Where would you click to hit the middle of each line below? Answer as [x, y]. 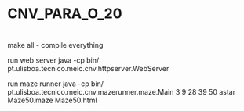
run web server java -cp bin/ [53, 60]
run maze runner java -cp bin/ [55, 84]
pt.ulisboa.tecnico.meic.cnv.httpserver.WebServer [88, 69]
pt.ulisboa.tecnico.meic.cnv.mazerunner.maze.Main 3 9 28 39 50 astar [122, 92]
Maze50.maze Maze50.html [52, 100]
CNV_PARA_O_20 [65, 14]
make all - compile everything [55, 45]
